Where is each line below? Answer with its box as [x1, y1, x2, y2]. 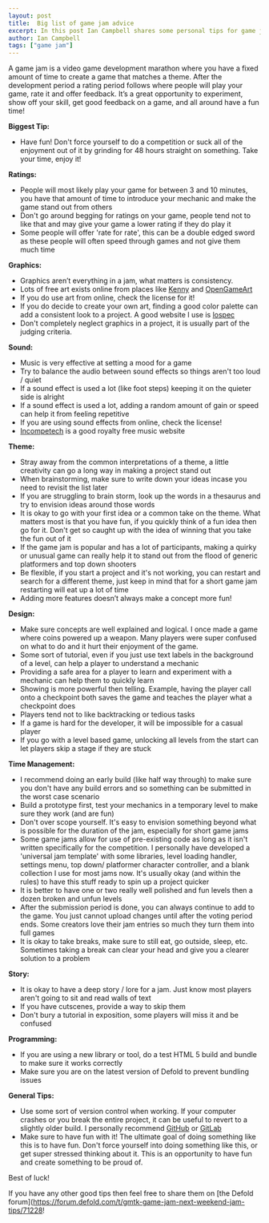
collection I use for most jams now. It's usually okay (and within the [19, 869, 241, 878]
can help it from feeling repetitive [19, 410, 130, 419]
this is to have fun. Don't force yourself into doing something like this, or [19, 1140, 258, 1150]
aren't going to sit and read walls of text [19, 993, 152, 1003]
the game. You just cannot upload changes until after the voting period [19, 911, 253, 921]
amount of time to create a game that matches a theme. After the [8, 72, 223, 82]
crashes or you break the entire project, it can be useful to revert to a [19, 1115, 248, 1124]
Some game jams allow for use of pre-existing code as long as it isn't [19, 834, 248, 844]
